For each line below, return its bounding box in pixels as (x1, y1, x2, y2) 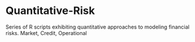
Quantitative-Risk (5, 4, 95, 17)
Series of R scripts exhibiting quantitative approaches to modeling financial (5, 23, 190, 30)
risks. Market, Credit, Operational (5, 29, 87, 36)
